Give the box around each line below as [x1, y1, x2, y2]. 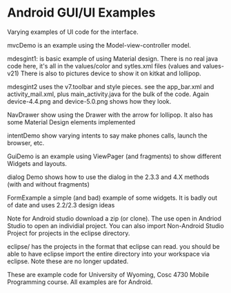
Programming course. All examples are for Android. [7, 278, 153, 286]
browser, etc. [7, 138, 45, 146]
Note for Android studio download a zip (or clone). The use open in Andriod [7, 214, 222, 223]
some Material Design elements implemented [7, 117, 136, 126]
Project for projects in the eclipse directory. [7, 229, 130, 237]
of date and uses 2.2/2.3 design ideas [7, 200, 115, 209]
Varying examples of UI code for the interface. [7, 28, 139, 36]
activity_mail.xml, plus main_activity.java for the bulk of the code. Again [7, 90, 209, 98]
